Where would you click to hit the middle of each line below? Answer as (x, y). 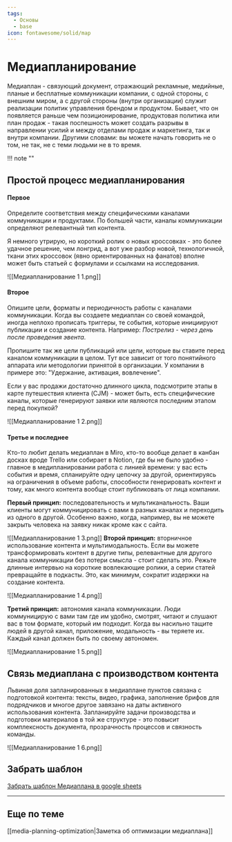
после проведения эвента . (47, 337)
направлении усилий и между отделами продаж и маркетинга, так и (109, 130)
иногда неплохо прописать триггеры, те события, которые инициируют (113, 322)
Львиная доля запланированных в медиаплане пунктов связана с (105, 690)
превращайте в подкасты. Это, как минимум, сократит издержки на (108, 575)
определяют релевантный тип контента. (67, 227)
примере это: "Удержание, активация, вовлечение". (84, 372)
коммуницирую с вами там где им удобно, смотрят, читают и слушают (112, 617)
